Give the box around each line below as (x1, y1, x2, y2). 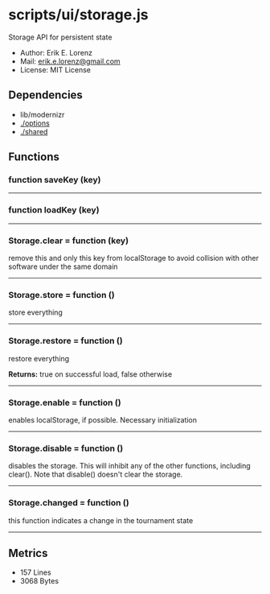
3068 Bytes (19, 576, 59, 586)
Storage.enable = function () (8, 397, 122, 408)
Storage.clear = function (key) (8, 235, 129, 246)
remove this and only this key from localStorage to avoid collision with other (8, 254, 260, 263)
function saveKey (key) (8, 175, 102, 186)
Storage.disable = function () (8, 443, 124, 454)
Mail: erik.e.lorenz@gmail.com (19, 56, 121, 66)
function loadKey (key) (8, 204, 100, 216)
